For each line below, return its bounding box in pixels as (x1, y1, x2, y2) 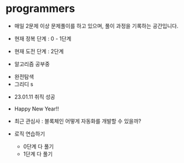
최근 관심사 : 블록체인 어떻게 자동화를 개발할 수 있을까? (14, 117, 142, 124)
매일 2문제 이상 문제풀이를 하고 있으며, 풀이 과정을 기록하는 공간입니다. (14, 22, 179, 29)
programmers (5, 2, 75, 16)
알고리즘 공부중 (14, 60, 50, 67)
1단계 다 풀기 (23, 150, 53, 157)
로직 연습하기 (14, 130, 45, 137)
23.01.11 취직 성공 (14, 93, 56, 100)
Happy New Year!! (14, 105, 59, 112)
